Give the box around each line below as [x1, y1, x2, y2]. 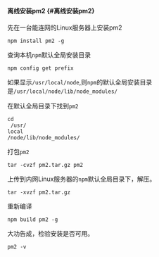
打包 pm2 [7, 148, 30, 156]
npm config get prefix [7, 65, 74, 72]
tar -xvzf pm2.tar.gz [7, 189, 71, 196]
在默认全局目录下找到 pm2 [7, 102, 79, 111]
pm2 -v [7, 244, 27, 251]
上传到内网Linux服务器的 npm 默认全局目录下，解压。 [7, 175, 156, 183]
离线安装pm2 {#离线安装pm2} [7, 6, 95, 15]
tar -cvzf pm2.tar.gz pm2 [7, 162, 83, 169]
